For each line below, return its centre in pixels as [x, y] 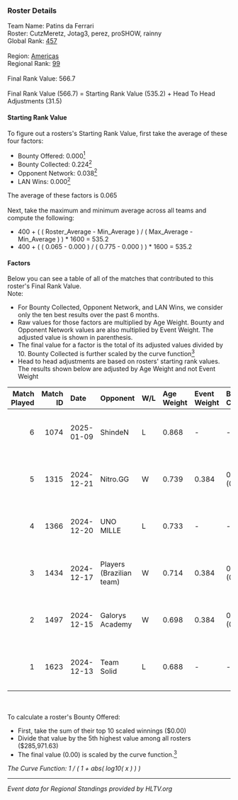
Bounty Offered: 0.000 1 [51, 155]
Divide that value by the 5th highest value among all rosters [104, 738]
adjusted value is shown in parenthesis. [75, 338]
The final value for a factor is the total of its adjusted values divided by [120, 345]
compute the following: [41, 218]
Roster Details [32, 11]
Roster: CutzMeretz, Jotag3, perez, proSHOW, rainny [85, 33]
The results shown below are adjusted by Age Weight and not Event [117, 368]
